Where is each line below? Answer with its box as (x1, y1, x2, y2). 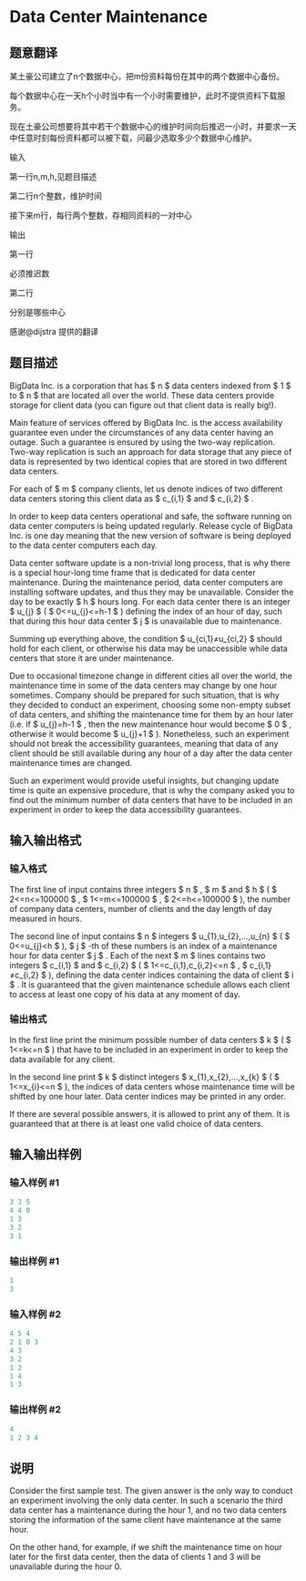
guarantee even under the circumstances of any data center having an (9, 427, 274, 438)
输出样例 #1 (9, 1255, 59, 1267)
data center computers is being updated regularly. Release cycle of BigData (9, 520, 293, 531)
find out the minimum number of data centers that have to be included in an (9, 794, 293, 805)
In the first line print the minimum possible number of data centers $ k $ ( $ (9, 1034, 291, 1045)
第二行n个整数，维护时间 (9, 191, 103, 201)
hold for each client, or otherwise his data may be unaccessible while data (9, 643, 289, 654)
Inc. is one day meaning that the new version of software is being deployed (9, 530, 291, 541)
